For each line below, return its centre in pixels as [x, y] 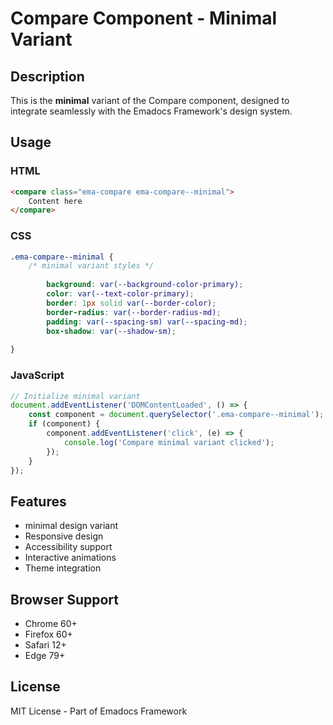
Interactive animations [70, 558]
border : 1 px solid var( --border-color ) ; [131, 303]
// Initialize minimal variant [75, 396]
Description [47, 76]
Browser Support [65, 599]
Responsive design [64, 536]
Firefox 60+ [48, 634]
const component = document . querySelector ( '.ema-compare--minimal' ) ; [176, 415]
